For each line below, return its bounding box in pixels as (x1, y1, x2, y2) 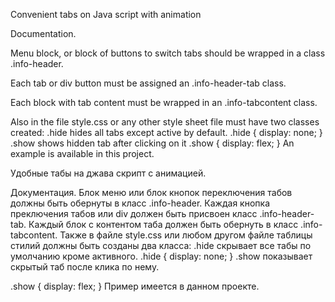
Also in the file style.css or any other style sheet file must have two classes (10, 116, 320, 128)
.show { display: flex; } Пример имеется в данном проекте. (10, 280, 260, 292)
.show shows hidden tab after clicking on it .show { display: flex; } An (10, 137, 295, 149)
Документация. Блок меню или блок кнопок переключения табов (10, 187, 293, 198)
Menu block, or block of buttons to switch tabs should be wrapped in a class (10, 47, 326, 59)
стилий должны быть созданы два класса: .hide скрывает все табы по (10, 240, 312, 251)
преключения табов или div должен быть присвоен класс (10, 208, 258, 219)
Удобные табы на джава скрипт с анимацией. (10, 167, 207, 179)
